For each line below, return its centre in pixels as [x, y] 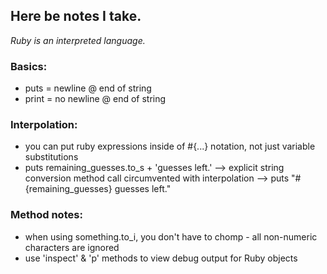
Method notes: [46, 215]
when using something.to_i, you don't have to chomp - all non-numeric [171, 236]
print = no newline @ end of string [95, 99]
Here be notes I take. [76, 16]
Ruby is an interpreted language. [78, 40]
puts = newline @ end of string [88, 88]
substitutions [51, 157]
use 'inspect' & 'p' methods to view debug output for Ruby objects [161, 258]
